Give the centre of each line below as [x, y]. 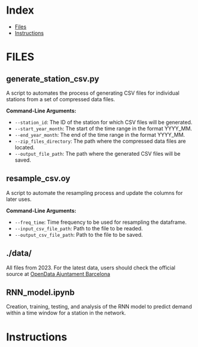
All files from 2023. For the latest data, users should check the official [91, 268]
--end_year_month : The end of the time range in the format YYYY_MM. [100, 134]
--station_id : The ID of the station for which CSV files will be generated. [103, 122]
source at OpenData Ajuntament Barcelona [58, 274]
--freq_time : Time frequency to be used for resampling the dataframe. [101, 222]
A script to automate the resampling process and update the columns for [95, 192]
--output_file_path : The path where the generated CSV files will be [98, 153]
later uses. [19, 199]
